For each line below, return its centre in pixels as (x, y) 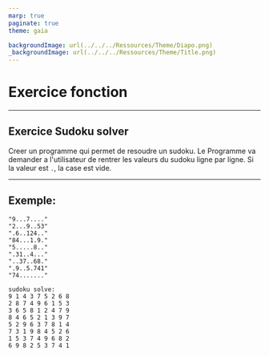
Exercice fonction (68, 92)
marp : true (26, 16)
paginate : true (34, 23)
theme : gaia (28, 30)
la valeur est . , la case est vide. (60, 168)
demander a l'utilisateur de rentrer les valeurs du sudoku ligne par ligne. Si (131, 159)
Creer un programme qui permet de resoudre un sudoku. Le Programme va (132, 151)
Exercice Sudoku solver (68, 132)
